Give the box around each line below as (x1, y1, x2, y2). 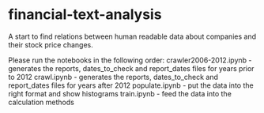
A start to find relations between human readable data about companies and (8, 32, 257, 41)
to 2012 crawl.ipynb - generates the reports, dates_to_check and (8, 72, 219, 81)
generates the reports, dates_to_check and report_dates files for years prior (8, 63, 255, 73)
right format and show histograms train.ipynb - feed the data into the (8, 89, 232, 98)
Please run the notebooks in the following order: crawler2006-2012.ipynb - (8, 55, 252, 65)
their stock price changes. (8, 40, 93, 49)
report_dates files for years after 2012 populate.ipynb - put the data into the (8, 81, 255, 90)
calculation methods (8, 97, 75, 107)
